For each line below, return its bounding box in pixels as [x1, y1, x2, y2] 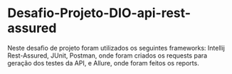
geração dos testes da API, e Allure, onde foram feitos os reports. [7, 58, 199, 67]
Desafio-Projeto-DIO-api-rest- [7, 5, 191, 21]
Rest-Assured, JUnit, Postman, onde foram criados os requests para [7, 51, 208, 60]
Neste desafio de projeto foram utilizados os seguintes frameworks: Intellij [7, 43, 226, 52]
